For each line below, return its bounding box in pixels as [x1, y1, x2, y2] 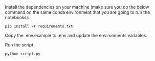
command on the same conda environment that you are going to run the [5, 9, 150, 15]
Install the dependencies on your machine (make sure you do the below [5, 4, 149, 10]
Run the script [5, 42, 33, 48]
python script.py [5, 51, 41, 56]
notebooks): [5, 15, 29, 20]
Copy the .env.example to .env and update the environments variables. [5, 33, 148, 38]
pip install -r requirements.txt [5, 24, 73, 29]
